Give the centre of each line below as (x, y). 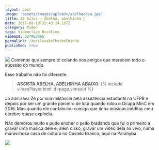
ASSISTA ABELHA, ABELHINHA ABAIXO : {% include (70, 84)
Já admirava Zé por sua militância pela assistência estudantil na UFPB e (77, 98)
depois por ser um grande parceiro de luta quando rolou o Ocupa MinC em (79, 103)
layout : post (18, 9)
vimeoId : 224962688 (25, 37)
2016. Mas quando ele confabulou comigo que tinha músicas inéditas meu (79, 108)
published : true (21, 45)
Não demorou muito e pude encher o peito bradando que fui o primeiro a (78, 123)
